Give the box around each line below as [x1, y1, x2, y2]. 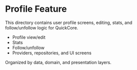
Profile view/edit [12, 34, 46, 40]
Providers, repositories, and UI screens [12, 50, 92, 56]
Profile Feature [5, 3, 67, 15]
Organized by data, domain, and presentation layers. [5, 59, 112, 65]
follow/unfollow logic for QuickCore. [5, 24, 78, 30]
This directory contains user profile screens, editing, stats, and [5, 20, 133, 25]
